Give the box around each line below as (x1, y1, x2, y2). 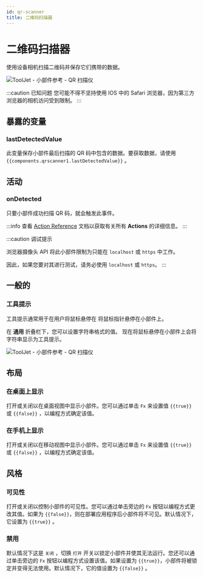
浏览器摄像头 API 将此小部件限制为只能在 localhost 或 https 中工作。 (6, 248, 179, 255)
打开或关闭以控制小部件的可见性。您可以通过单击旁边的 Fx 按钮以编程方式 (6, 503, 190, 510)
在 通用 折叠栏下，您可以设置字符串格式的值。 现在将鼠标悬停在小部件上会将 (6, 328, 197, 335)
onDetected (6, 195, 42, 203)
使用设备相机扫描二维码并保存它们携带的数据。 (6, 64, 123, 71)
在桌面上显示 (6, 387, 44, 395)
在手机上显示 (6, 426, 44, 435)
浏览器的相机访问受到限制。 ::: (6, 97, 82, 104)
